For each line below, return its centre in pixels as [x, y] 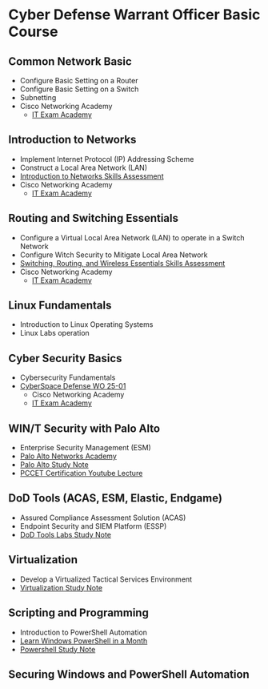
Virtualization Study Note [61, 587]
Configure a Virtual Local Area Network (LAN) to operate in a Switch [132, 237]
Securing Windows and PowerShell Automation [129, 674]
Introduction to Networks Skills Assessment [92, 176]
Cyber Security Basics [65, 358]
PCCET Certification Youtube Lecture [81, 473]
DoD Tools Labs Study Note [66, 534]
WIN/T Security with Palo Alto [84, 428]
